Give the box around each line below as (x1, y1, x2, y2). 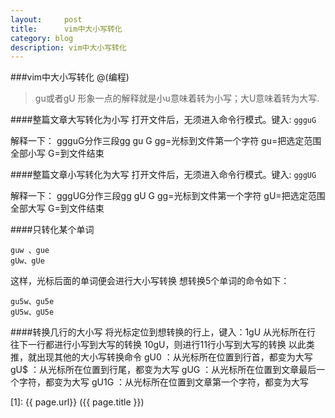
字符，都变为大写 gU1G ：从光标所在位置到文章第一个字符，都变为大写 (18, 376, 310, 388)
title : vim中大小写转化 (10, 24, 123, 34)
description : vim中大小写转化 (10, 42, 127, 53)
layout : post (10, 14, 83, 25)
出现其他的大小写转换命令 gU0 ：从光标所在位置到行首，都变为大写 (36, 351, 313, 363)
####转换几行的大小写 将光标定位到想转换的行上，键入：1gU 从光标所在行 (10, 326, 317, 338)
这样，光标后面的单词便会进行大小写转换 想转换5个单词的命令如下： (10, 275, 290, 287)
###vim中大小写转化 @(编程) (10, 71, 130, 83)
